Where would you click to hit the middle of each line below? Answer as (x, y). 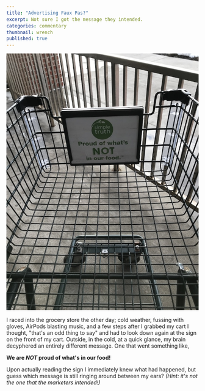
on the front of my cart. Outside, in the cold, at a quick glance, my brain (96, 340)
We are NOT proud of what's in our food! (59, 358)
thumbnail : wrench (30, 32)
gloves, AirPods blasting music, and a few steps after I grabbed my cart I (98, 326)
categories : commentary (37, 26)
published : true (27, 39)
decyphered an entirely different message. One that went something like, (98, 346)
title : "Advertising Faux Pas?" (47, 13)
